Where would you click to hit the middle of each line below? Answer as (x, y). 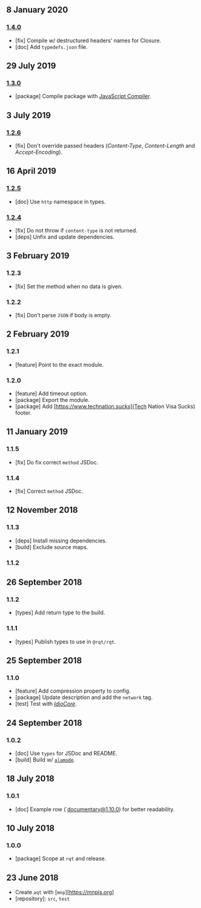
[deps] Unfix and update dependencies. (65, 237)
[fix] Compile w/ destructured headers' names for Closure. (88, 40)
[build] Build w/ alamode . (45, 760)
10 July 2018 (31, 828)
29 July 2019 (31, 66)
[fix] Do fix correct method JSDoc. (57, 462)
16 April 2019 (31, 171)
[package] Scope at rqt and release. (61, 858)
